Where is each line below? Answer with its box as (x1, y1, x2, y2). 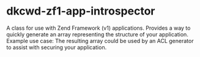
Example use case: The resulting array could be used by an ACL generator (6, 37, 194, 44)
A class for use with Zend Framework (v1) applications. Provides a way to (6, 24, 191, 32)
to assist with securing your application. (6, 44, 107, 51)
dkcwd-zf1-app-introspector (6, 4, 155, 18)
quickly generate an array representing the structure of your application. (6, 30, 188, 38)
